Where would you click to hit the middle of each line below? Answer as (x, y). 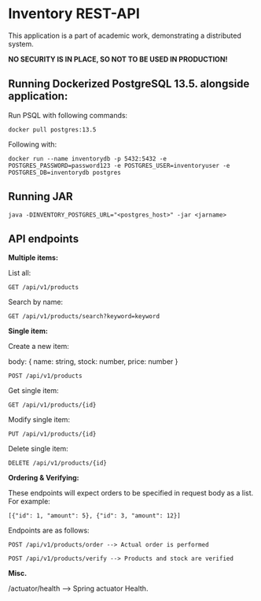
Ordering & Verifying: (44, 478)
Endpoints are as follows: (49, 531)
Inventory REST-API (74, 14)
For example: (29, 502)
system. (21, 43)
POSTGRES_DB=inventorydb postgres (65, 173)
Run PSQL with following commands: (68, 115)
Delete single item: (38, 449)
